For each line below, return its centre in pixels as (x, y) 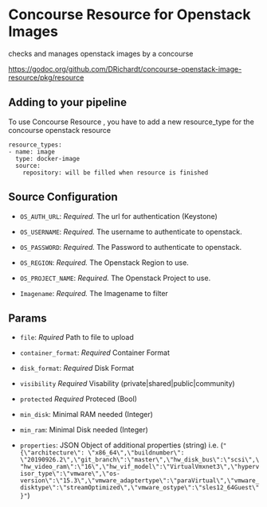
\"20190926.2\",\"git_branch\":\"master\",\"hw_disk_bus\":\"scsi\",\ (139, 460)
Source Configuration (63, 197)
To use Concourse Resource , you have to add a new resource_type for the (132, 122)
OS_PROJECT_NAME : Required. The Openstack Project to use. (115, 278)
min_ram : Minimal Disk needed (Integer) (84, 430)
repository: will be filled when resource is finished (116, 173)
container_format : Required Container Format (94, 353)
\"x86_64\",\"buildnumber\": (136, 453)
